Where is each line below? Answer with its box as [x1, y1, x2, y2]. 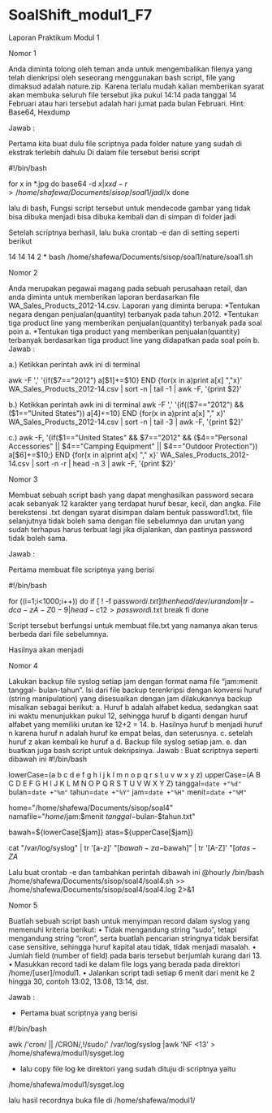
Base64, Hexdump [8, 107, 71, 117]
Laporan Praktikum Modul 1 [8, 32, 100, 42]
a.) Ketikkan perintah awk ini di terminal [8, 359, 140, 369]
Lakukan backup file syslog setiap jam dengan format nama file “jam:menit [8, 676, 258, 686]
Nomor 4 [8, 660, 38, 670]
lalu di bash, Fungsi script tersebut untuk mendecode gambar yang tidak [8, 203, 252, 213]
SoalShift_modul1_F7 [8, 6, 153, 24]
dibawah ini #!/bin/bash [8, 754, 88, 764]
